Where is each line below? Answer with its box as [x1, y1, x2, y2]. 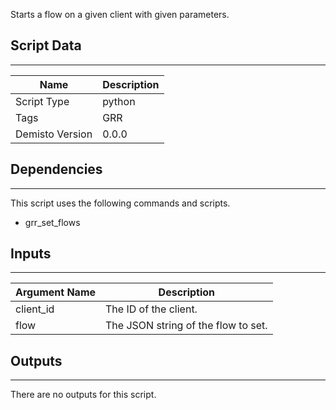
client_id [15, 302, 55, 316]
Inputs [10, 245, 52, 263]
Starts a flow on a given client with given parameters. [10, 9, 230, 20]
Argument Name [15, 285, 97, 299]
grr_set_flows [24, 216, 81, 228]
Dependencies [10, 161, 103, 178]
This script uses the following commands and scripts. [10, 197, 231, 209]
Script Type [15, 94, 70, 108]
